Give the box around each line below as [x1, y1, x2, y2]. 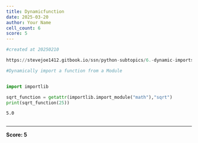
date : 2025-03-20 [6, 14, 49, 20]
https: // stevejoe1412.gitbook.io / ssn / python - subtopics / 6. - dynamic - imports [6, 57, 194, 63]
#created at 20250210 [6, 46, 60, 53]
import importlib [6, 84, 49, 89]
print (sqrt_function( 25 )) [6, 99, 70, 106]
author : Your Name [6, 19, 51, 25]
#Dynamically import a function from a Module [6, 68, 123, 74]
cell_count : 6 [6, 25, 41, 31]
